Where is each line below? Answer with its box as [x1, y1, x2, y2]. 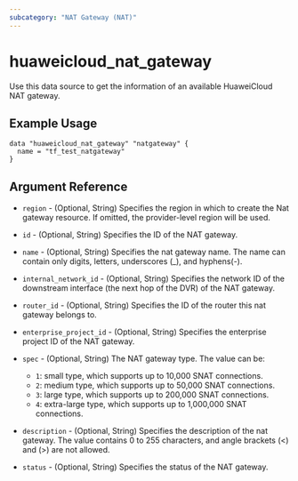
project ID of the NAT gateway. [21, 336, 135, 347]
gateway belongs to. [21, 309, 98, 320]
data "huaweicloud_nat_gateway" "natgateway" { [9, 140, 189, 148]
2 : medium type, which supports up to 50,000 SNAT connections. [35, 380, 276, 391]
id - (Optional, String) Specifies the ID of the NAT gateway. [21, 229, 238, 240]
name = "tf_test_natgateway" [17, 148, 125, 156]
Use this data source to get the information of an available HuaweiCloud [9, 81, 273, 92]
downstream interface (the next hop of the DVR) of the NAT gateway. [21, 283, 276, 293]
